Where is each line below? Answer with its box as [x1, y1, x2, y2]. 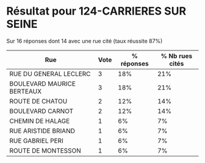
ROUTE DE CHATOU [9, 97, 68, 105]
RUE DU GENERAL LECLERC [9, 69, 91, 78]
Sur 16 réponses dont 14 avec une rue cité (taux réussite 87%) [6, 37, 163, 44]
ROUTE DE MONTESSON [9, 146, 81, 154]
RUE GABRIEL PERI [9, 136, 64, 145]
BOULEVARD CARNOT [9, 106, 74, 115]
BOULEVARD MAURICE [9, 79, 76, 88]
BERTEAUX [9, 87, 41, 95]
